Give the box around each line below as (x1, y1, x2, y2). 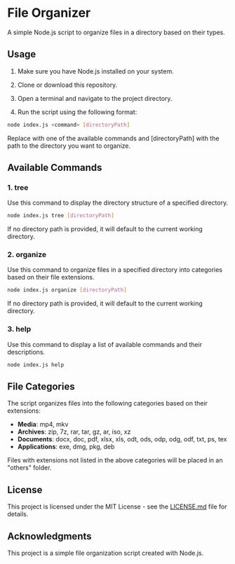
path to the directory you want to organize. (7, 142, 131, 150)
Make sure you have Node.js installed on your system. (17, 67, 174, 75)
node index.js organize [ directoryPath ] (7, 287, 128, 294)
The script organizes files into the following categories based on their (7, 399, 208, 408)
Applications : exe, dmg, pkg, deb (17, 443, 115, 451)
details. (7, 510, 29, 518)
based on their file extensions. (7, 273, 95, 282)
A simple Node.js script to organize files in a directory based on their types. (7, 28, 226, 36)
